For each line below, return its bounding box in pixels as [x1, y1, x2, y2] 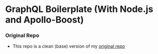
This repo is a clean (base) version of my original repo [12, 43, 125, 49]
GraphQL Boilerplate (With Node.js [5, 3, 153, 15]
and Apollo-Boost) [5, 14, 84, 25]
